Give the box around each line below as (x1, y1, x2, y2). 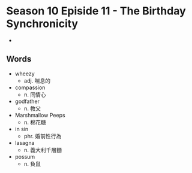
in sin (14, 125, 29, 132)
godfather (14, 98, 40, 105)
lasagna (14, 139, 35, 146)
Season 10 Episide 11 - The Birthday (6, 4, 186, 18)
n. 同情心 (23, 91, 46, 98)
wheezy (14, 70, 35, 77)
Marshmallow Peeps (14, 111, 65, 119)
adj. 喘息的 (23, 77, 51, 84)
